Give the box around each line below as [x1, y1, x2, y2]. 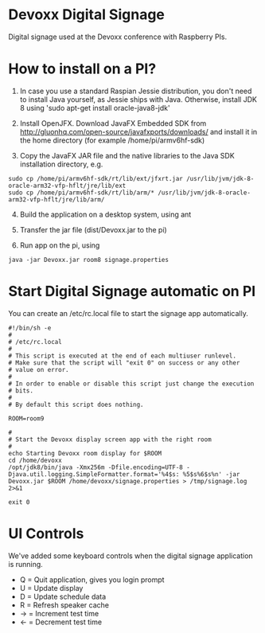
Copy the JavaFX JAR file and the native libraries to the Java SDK [19, 150, 235, 160]
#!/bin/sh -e [8, 324, 52, 332]
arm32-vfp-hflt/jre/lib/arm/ [8, 195, 105, 204]
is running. [8, 559, 44, 569]
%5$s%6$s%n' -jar [182, 470, 240, 479]
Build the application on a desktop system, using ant [19, 209, 192, 219]
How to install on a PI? [8, 60, 157, 78]
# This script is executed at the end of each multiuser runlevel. [8, 352, 237, 360]
